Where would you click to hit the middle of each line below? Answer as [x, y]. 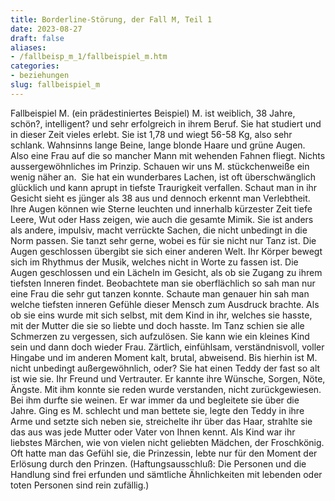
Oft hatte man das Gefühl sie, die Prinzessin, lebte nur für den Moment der [164, 453]
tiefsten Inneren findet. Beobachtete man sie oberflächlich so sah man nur [163, 283]
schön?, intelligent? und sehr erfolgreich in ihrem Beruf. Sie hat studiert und [166, 123]
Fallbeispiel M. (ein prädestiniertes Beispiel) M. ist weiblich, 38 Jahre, [153, 113]
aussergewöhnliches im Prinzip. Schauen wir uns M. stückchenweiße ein [160, 166]
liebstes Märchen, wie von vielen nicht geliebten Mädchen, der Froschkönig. [167, 442]
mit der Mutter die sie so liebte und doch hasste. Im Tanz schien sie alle [157, 325]
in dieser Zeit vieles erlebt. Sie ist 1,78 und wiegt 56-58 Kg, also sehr [151, 134]
